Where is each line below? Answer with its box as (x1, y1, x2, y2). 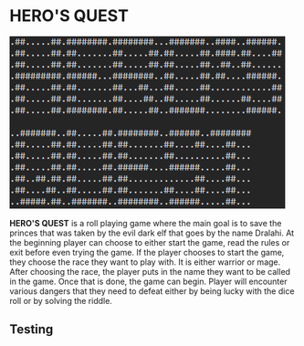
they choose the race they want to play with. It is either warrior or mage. (9, 257, 281, 267)
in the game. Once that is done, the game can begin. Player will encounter (9, 276, 288, 287)
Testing (9, 321, 54, 338)
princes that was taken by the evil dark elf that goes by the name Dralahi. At (9, 227, 295, 238)
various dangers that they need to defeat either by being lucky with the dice (9, 285, 295, 297)
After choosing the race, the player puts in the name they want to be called (9, 266, 290, 277)
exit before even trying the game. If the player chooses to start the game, (9, 246, 285, 257)
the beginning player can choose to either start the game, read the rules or (9, 236, 290, 247)
